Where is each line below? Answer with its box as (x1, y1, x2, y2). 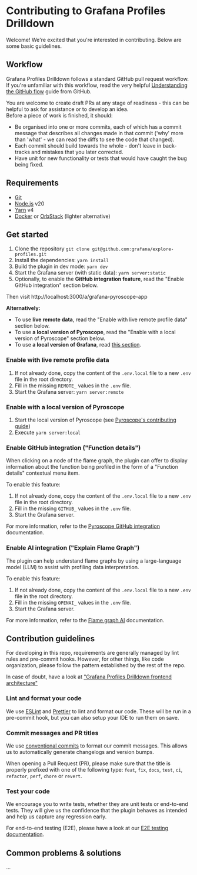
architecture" (6, 680, 38, 687)
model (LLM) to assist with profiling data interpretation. (6, 563, 139, 570)
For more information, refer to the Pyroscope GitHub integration (6, 523, 161, 530)
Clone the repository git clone (14, 245, 90, 252)
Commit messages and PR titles (6, 729, 99, 737)
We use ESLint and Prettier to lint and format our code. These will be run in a (6, 707, 191, 715)
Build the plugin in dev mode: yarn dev (14, 263, 108, 270)
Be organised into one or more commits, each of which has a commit (14, 123, 182, 130)
